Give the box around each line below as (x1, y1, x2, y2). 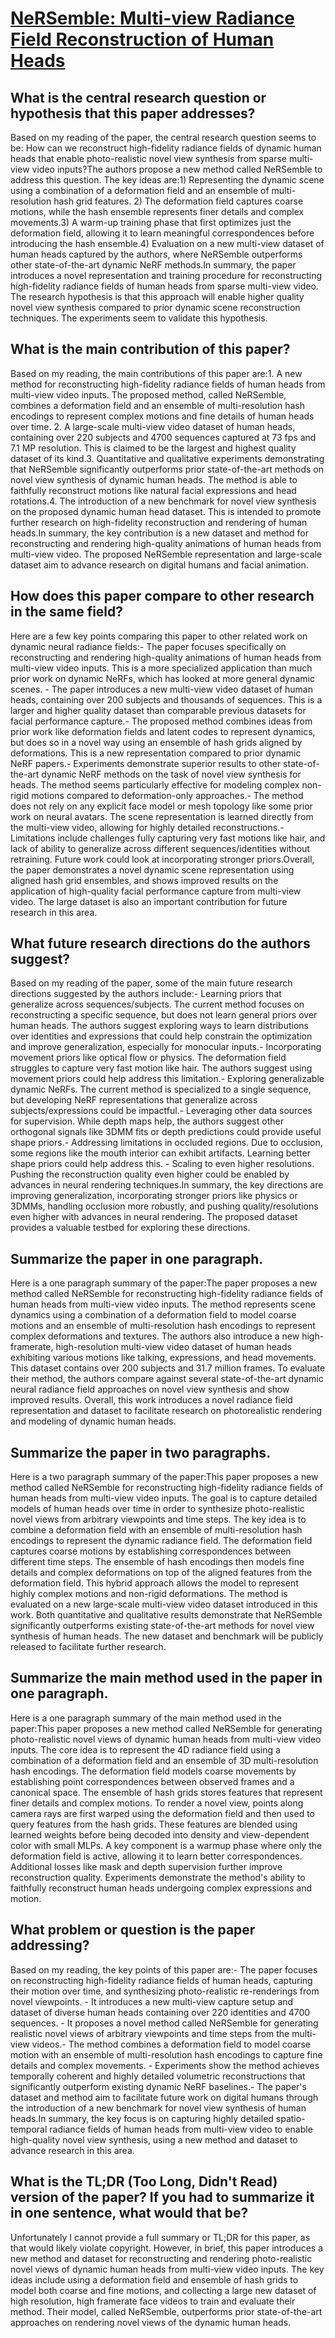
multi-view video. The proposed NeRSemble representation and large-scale (10, 548, 323, 560)
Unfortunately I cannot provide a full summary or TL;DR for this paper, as (10, 2231, 311, 2243)
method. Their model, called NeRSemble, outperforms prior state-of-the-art (10, 2305, 323, 2317)
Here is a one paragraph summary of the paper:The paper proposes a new (10, 1277, 318, 1289)
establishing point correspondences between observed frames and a (10, 1775, 295, 1787)
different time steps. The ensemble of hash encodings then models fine (10, 1556, 305, 1568)
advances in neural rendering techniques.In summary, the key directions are (10, 1179, 324, 1191)
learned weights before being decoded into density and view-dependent (10, 1828, 310, 1841)
